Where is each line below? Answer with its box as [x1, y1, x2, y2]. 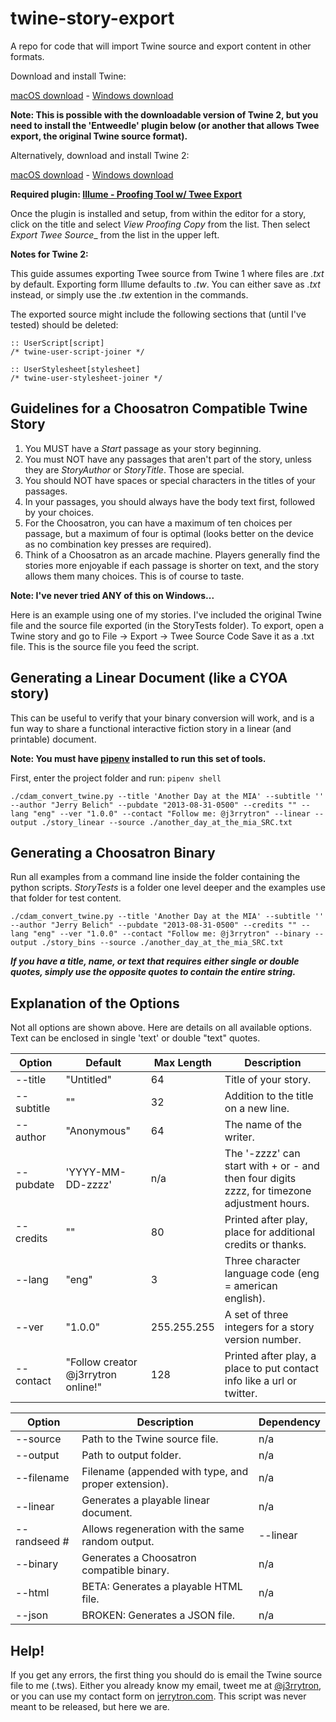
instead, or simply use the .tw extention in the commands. [10, 288, 249, 301]
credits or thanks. [224, 1238, 307, 1252]
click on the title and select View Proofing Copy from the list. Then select [10, 218, 311, 230]
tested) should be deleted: [10, 318, 119, 331]
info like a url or [224, 1374, 298, 1388]
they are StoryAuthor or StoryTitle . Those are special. [24, 463, 245, 476]
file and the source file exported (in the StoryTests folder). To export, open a [10, 619, 325, 631]
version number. [224, 1333, 302, 1347]
